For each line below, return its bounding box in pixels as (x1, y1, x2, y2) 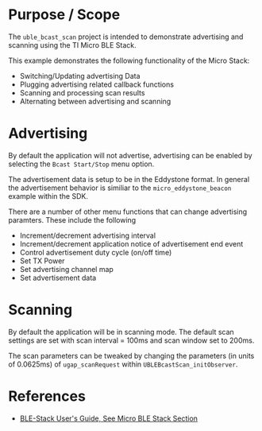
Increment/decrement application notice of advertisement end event (19, 239, 244, 248)
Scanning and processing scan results (19, 87, 145, 97)
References (8, 387, 86, 405)
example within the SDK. (8, 191, 89, 200)
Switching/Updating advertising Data (19, 71, 141, 80)
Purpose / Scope (8, 6, 121, 24)
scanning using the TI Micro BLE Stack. (8, 40, 137, 49)
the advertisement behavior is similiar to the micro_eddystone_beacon (8, 183, 232, 192)
